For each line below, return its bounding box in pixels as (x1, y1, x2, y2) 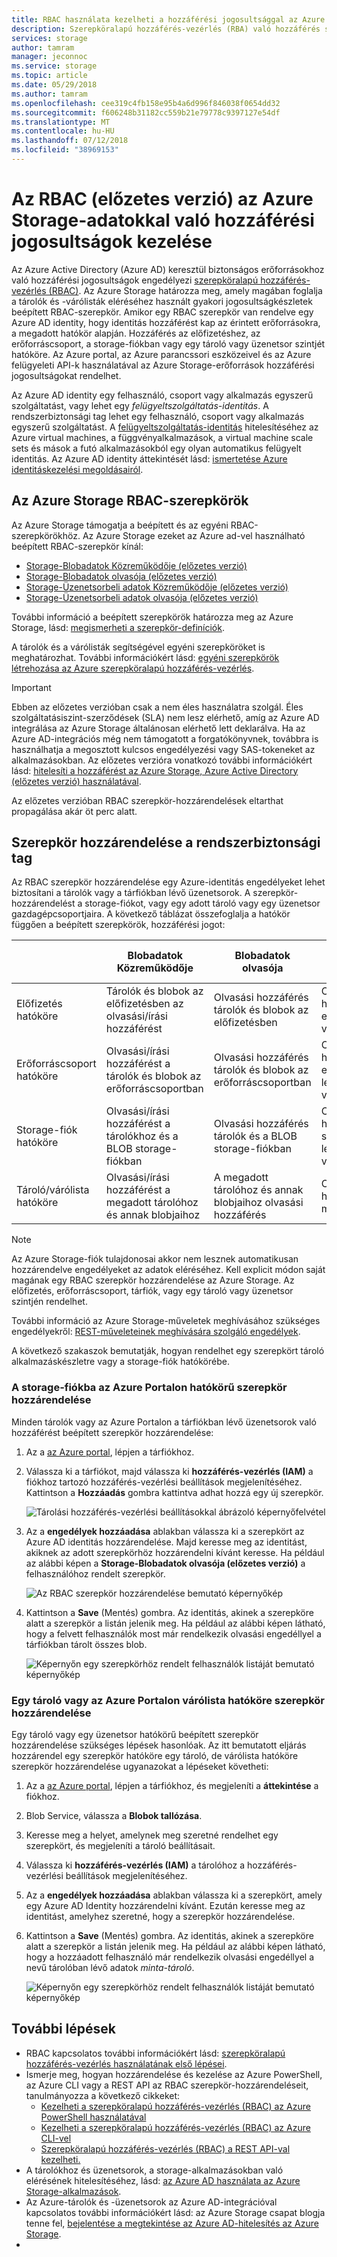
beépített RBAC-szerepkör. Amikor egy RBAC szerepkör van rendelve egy (11, 306, 314, 318)
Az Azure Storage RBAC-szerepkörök (11, 492, 249, 510)
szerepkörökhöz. (11, 529, 81, 541)
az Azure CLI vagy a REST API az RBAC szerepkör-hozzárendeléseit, (25, 2079, 309, 2091)
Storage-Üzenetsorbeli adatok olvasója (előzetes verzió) (25, 591, 259, 603)
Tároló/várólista (16, 1183, 90, 1197)
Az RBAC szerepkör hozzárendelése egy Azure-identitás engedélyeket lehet (11, 876, 326, 888)
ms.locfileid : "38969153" (11, 145, 119, 155)
